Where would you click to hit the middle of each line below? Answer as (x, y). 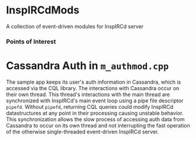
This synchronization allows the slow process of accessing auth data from (96, 119)
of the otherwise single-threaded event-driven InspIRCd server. (82, 132)
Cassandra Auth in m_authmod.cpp (87, 66)
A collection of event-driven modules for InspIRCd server (75, 26)
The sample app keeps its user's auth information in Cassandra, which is (94, 82)
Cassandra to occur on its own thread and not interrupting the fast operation (98, 125)
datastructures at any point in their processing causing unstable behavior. (95, 113)
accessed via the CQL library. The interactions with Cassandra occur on (93, 88)
